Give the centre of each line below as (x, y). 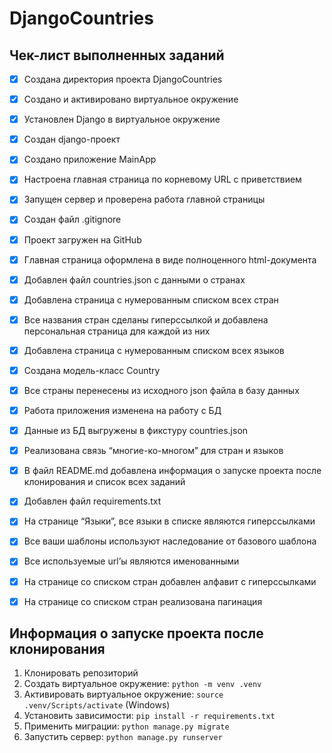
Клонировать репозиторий (81, 673)
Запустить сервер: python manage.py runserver (123, 737)
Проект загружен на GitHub (82, 239)
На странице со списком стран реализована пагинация (143, 601)
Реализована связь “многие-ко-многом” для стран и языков (153, 451)
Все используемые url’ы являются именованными (131, 561)
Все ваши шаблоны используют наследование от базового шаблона (170, 541)
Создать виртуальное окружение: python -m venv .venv (142, 684)
